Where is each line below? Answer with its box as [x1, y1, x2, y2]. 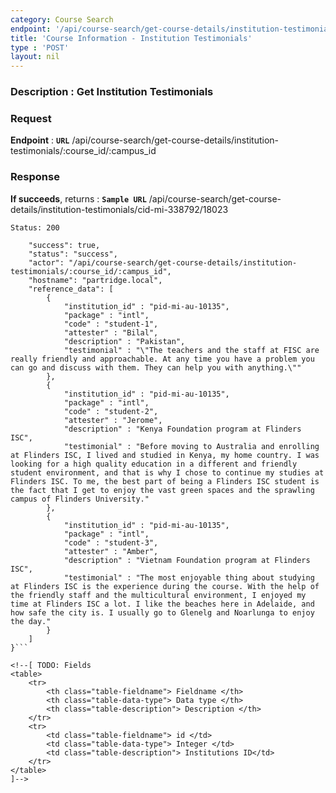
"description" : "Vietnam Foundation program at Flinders [63, 555, 311, 565]
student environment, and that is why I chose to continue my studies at [10, 467, 325, 478]
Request [10, 111, 52, 125]
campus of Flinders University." [10, 494, 150, 504]
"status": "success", [28, 249, 118, 259]
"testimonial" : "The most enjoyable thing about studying [63, 572, 315, 583]
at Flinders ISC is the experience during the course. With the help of [10, 581, 320, 591]
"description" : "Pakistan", [63, 336, 186, 346]
